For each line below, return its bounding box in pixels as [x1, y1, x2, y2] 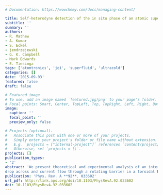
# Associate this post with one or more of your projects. [5, 133, 131, 138]
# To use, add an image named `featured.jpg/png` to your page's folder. [5, 97, 158, 102]
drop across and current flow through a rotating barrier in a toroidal [5, 169, 155, 174]
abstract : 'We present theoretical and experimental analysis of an [5, 164, 147, 169]
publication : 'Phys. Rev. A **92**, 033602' [5, 174, 97, 178]
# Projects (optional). [5, 128, 53, 133]
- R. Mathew [5, 34, 29, 39]
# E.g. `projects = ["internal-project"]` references [5, 142, 120, 147]
